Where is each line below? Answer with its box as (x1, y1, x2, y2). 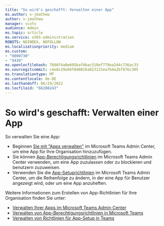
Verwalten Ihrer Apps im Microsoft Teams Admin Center (12, 205, 126, 211)
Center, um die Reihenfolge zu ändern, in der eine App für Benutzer (12, 175, 150, 181)
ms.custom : (5, 49, 28, 54)
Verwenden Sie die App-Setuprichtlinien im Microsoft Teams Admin (12, 169, 150, 176)
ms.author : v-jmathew (5, 12, 50, 17)
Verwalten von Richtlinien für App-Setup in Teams (12, 215, 115, 221)
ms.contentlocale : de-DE (5, 76, 56, 81)
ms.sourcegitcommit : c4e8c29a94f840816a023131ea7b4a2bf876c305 (5, 67, 139, 72)
